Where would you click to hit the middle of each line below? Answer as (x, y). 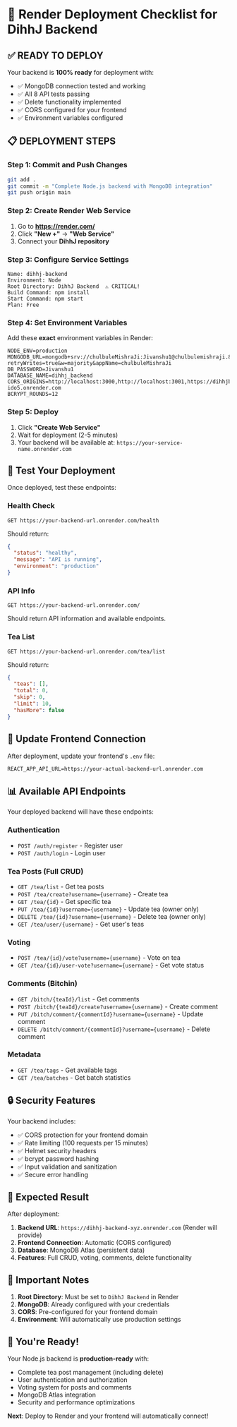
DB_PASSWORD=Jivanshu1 (41, 370)
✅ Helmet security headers (57, 1150)
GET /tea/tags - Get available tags (67, 1070)
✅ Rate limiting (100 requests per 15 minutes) (83, 1143)
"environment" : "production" (56, 566)
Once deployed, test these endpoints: (62, 488)
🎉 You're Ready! (43, 1341)
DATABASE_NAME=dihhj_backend (50, 376)
